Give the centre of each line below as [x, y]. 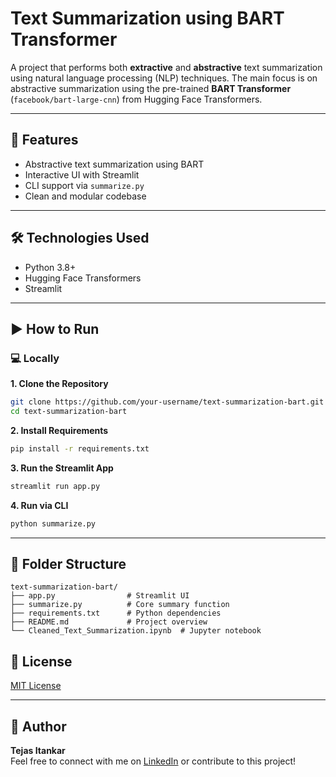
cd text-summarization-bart [69, 412]
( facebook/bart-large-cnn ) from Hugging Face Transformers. [136, 99]
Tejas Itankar [38, 751]
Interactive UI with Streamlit [82, 174]
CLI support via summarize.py [84, 185]
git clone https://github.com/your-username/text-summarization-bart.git [167, 402]
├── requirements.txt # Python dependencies [116, 613]
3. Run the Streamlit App [62, 468]
